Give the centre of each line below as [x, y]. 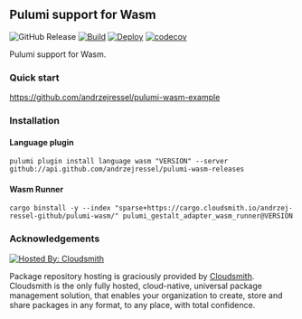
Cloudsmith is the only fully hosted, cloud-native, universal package [136, 286]
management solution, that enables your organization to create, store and [146, 295]
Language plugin [42, 142]
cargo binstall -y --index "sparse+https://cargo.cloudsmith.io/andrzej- [151, 208]
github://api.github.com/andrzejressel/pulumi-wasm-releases [127, 169]
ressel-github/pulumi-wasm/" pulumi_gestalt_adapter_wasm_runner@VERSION [151, 216]
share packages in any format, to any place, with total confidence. [132, 305]
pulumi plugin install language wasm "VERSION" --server [119, 162]
